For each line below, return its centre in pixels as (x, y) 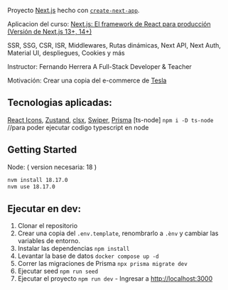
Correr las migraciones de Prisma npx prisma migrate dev (103, 264)
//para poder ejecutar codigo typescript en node (78, 127)
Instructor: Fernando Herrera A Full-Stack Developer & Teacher (99, 66)
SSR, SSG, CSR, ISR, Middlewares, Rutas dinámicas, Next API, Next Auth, (114, 45)
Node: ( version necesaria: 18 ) (52, 167)
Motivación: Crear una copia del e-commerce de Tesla (87, 80)
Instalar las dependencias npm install (74, 249)
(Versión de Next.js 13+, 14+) (50, 32)
